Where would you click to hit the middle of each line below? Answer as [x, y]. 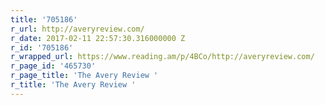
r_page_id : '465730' [53, 66]
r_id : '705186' [42, 47]
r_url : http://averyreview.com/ [77, 29]
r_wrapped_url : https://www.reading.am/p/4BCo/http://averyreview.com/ [162, 57]
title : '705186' [44, 19]
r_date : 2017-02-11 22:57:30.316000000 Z [98, 38]
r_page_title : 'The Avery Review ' [84, 76]
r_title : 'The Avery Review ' [73, 85]
